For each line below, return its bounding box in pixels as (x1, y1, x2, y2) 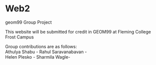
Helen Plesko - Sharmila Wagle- (5, 54, 71, 60)
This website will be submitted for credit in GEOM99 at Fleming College (5, 29, 152, 34)
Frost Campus (5, 34, 34, 40)
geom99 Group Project (5, 19, 52, 25)
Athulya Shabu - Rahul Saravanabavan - (5, 49, 87, 55)
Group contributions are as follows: (5, 43, 77, 49)
